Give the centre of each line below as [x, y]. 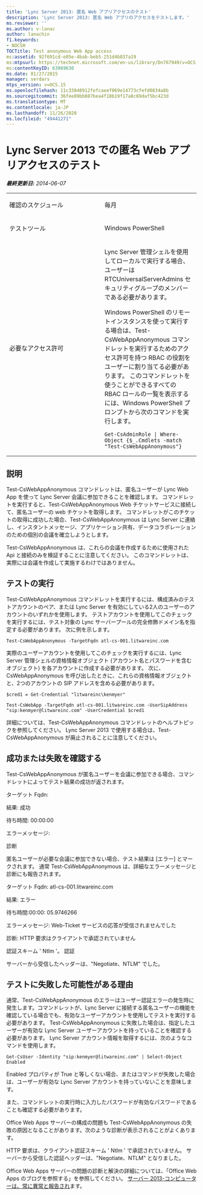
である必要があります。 [138, 297]
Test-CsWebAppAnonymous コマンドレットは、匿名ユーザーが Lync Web [98, 489]
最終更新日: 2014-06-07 [36, 183]
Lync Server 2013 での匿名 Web [86, 150]
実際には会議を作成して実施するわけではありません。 [72, 562]
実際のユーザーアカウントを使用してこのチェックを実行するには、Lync [94, 653]
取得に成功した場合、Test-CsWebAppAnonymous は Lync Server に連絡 [106, 520]
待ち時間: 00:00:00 [30, 820]
